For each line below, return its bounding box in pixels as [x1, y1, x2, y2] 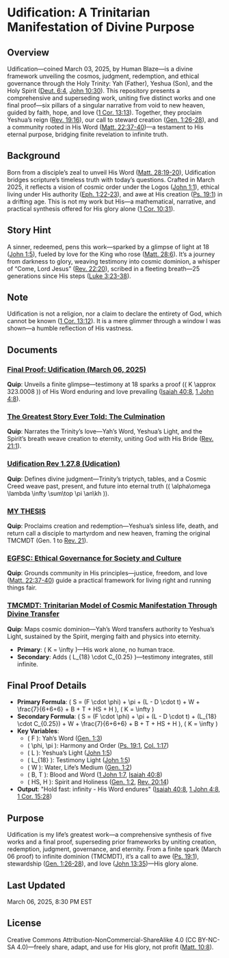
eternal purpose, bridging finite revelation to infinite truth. [7, 130, 169, 138]
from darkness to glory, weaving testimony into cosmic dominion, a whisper [7, 257, 221, 265]
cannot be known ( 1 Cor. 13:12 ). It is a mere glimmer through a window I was [7, 317, 221, 325]
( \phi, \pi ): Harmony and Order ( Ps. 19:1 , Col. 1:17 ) [27, 742, 170, 750]
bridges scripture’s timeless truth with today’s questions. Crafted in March [7, 175, 215, 184]
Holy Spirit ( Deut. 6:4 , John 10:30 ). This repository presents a [7, 87, 180, 94]
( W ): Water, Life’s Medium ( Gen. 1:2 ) [27, 764, 132, 772]
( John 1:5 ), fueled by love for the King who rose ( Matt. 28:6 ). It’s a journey [7, 250, 215, 258]
